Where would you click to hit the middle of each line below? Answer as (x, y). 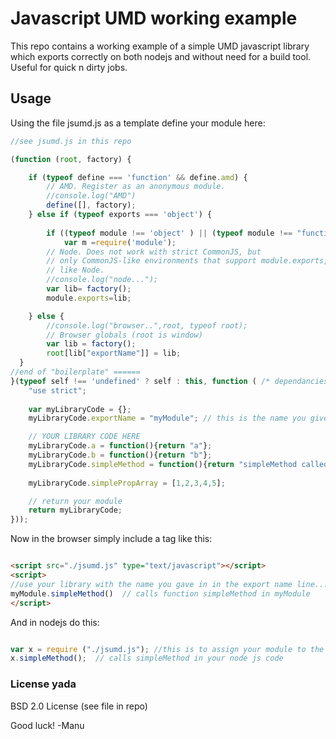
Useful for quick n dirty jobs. (69, 67)
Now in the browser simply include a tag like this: (111, 539)
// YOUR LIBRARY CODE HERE (84, 437)
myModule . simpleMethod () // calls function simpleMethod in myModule (160, 593)
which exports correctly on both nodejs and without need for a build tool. (161, 56)
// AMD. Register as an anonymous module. (136, 187)
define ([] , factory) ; (91, 205)
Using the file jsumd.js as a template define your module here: (138, 123)
